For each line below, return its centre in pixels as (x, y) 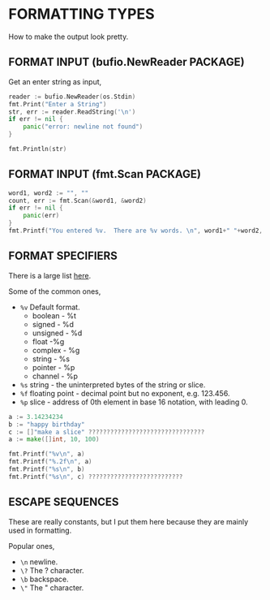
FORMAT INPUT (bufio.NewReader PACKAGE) (126, 62)
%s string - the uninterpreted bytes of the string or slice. (113, 384)
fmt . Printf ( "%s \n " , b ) (47, 469)
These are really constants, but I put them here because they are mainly (129, 521)
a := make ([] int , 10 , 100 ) (54, 439)
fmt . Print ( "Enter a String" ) (58, 104)
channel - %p (55, 376)
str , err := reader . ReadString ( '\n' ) (72, 112)
